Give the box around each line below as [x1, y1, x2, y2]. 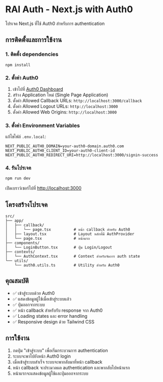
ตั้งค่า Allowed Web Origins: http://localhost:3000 [12, 108, 117, 115]
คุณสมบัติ [5, 277, 29, 285]
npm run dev [5, 176, 31, 181]
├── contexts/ [5, 250, 36, 255]
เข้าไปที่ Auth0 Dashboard [12, 86, 64, 92]
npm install [5, 62, 31, 67]
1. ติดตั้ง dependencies [5, 51, 59, 58]
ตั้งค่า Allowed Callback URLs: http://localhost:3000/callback [12, 97, 142, 103]
